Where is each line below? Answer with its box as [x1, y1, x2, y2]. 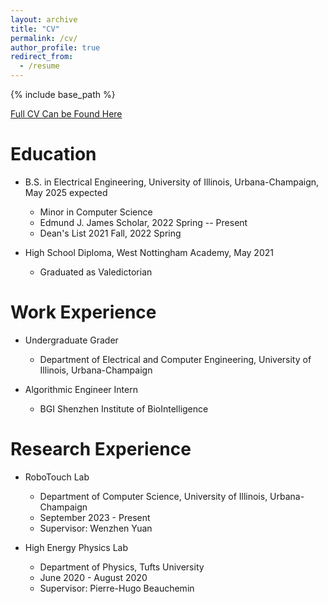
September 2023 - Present [39, 511, 151, 523]
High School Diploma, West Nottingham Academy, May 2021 [24, 246, 274, 258]
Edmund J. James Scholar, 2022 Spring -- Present [39, 216, 248, 228]
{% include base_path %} [10, 89, 116, 100]
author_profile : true [10, 42, 101, 53]
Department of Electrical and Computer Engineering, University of [39, 353, 312, 365]
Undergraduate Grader [24, 334, 119, 346]
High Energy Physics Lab [24, 541, 129, 553]
